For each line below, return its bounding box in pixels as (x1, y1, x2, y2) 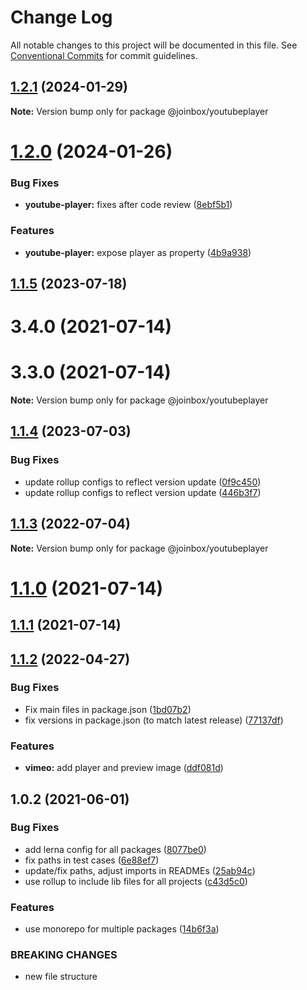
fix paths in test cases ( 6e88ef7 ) (24, 854, 160, 866)
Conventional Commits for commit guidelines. (10, 49, 198, 61)
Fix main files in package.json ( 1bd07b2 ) (24, 703, 192, 715)
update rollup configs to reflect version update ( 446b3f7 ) (24, 486, 262, 498)
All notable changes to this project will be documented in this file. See (10, 39, 298, 51)
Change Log (10, 6, 113, 29)
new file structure (24, 971, 98, 983)
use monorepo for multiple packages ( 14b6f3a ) (24, 923, 220, 935)
